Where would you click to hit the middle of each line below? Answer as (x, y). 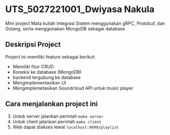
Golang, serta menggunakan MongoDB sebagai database (65, 28)
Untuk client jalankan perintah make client (57, 121)
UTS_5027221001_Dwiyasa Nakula (80, 9)
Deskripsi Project (33, 45)
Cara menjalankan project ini (52, 104)
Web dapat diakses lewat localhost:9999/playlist (66, 127)
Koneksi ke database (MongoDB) (47, 72)
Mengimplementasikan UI (39, 82)
